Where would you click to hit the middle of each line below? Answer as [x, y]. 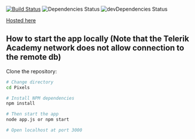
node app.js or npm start [37, 120]
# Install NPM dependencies [40, 98]
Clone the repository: [32, 71]
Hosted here [21, 20]
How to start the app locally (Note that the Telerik [97, 39]
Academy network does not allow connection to [95, 48]
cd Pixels [18, 87]
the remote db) [34, 57]
